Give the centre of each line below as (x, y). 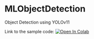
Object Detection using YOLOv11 (37, 22)
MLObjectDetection (45, 9)
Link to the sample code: (29, 31)
